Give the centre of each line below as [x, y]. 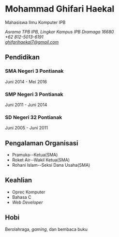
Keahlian [19, 180]
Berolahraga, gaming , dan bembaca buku [46, 229]
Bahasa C [22, 197]
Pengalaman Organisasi [42, 143]
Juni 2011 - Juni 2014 [26, 105]
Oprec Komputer [29, 192]
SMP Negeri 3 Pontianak [34, 94]
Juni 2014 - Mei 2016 [26, 81]
